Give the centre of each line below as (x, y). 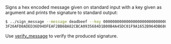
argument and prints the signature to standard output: (62, 12)
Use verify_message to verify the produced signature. (62, 36)
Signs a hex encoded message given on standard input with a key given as (83, 7)
